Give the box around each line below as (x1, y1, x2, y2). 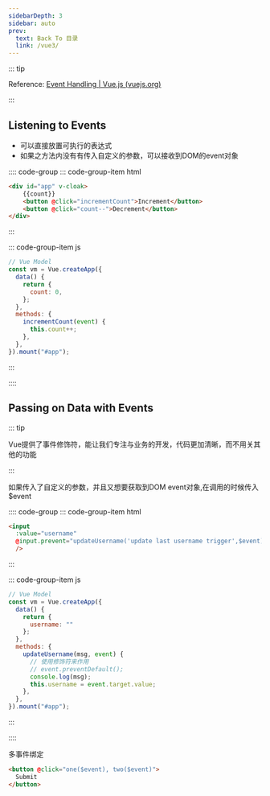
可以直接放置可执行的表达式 (19, 140, 112, 150)
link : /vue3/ (15, 42, 59, 50)
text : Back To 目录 (15, 34, 79, 43)
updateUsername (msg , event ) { (22, 650, 125, 658)
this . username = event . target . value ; (29, 680, 157, 688)
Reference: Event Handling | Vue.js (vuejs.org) (8, 80, 162, 89)
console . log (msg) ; (29, 673, 92, 681)
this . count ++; (29, 325, 78, 334)
